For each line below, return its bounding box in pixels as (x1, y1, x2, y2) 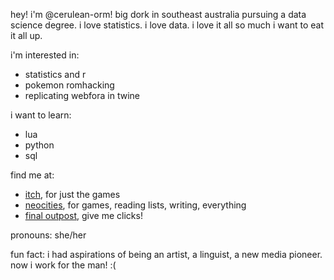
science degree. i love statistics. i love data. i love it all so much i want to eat (10, 19, 324, 31)
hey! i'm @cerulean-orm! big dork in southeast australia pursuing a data (10, 9, 307, 20)
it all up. (10, 30, 43, 41)
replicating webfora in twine (24, 90, 140, 101)
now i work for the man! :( (10, 259, 117, 271)
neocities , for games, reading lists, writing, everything (24, 199, 247, 211)
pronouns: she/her (10, 229, 87, 241)
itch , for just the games (24, 189, 121, 200)
